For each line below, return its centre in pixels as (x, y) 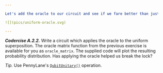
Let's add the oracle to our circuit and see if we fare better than (77, 14)
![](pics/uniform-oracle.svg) (36, 22)
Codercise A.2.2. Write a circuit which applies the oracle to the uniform (77, 40)
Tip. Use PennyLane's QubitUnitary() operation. (53, 65)
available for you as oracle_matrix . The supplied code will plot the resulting (81, 51)
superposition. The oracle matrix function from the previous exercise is (76, 45)
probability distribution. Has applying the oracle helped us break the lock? (79, 56)
